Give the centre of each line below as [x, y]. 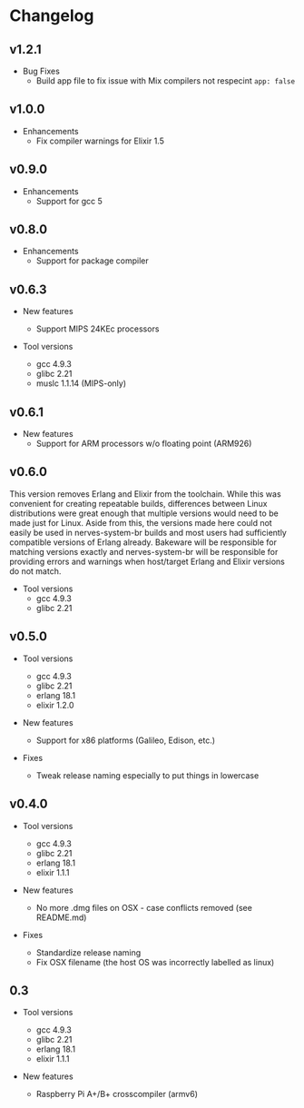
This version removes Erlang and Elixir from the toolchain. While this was [145, 494]
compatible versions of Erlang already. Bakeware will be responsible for [143, 542]
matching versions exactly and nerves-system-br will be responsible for [144, 551]
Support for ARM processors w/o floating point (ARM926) [144, 444]
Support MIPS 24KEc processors [98, 329]
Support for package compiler [93, 261]
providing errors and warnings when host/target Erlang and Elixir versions [147, 561]
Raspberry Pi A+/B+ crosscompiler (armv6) [117, 1094]
